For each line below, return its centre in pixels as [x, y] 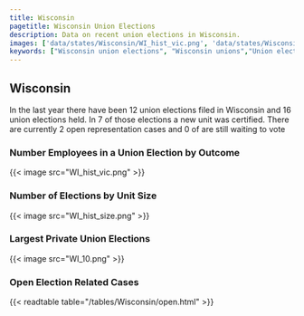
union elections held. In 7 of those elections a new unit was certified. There [149, 120]
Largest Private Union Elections [80, 239]
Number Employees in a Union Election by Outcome [125, 152]
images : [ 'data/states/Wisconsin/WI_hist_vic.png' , [109, 43]
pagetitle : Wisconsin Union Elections [82, 26]
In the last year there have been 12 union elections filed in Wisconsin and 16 [150, 110]
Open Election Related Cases [74, 282]
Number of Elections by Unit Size [83, 196]
